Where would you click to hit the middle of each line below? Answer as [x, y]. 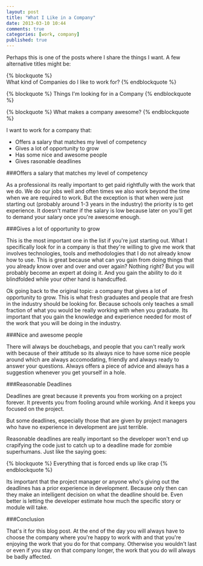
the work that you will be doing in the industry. [64, 323]
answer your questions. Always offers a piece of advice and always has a [98, 366]
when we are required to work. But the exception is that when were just [95, 197]
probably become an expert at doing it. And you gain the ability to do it [94, 273]
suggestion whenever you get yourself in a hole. [66, 372]
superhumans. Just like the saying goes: [56, 452]
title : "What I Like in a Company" [51, 18]
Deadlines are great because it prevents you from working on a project [94, 396]
